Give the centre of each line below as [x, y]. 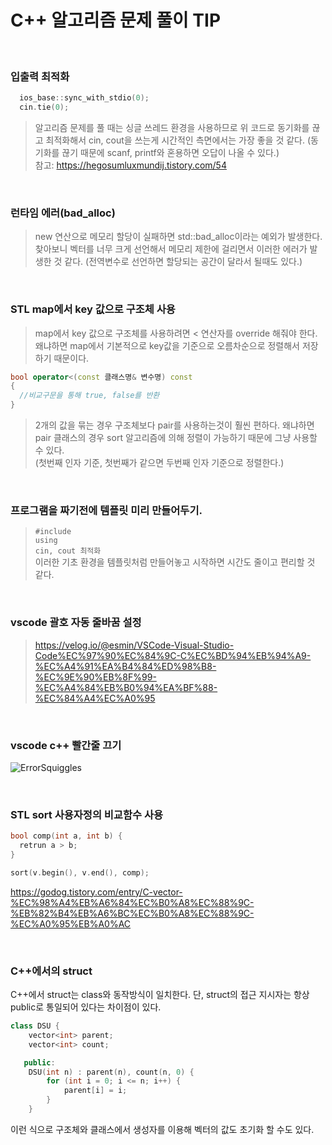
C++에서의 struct [51, 971]
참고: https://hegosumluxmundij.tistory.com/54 [130, 165]
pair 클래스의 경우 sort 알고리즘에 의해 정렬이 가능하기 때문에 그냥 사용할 [176, 438]
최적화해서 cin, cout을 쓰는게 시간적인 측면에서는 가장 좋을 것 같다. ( [178, 140]
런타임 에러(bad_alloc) [63, 213]
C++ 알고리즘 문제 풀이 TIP [116, 20]
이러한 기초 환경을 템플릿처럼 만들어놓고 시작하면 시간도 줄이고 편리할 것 [175, 562]
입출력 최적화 [40, 76]
